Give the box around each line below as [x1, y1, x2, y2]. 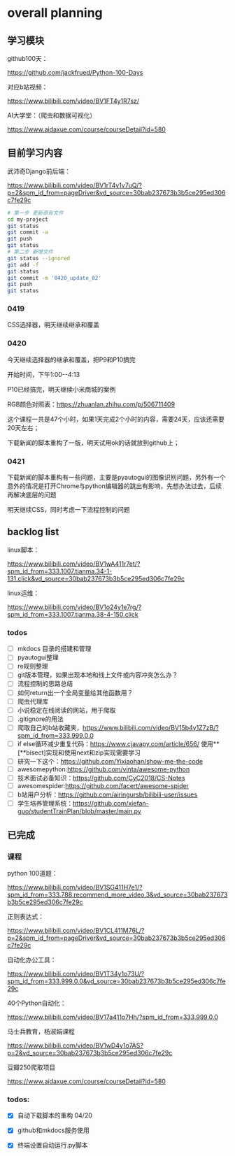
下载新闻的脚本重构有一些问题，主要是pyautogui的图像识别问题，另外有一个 [7, 473, 226, 482]
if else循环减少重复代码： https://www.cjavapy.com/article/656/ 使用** [17, 739, 220, 748]
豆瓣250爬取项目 [7, 1063, 56, 1071]
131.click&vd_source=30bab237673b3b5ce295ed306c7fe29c [7, 574, 185, 583]
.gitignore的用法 [17, 715, 64, 723]
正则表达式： [7, 912, 44, 920]
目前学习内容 [7, 147, 63, 159]
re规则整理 [17, 662, 48, 671]
